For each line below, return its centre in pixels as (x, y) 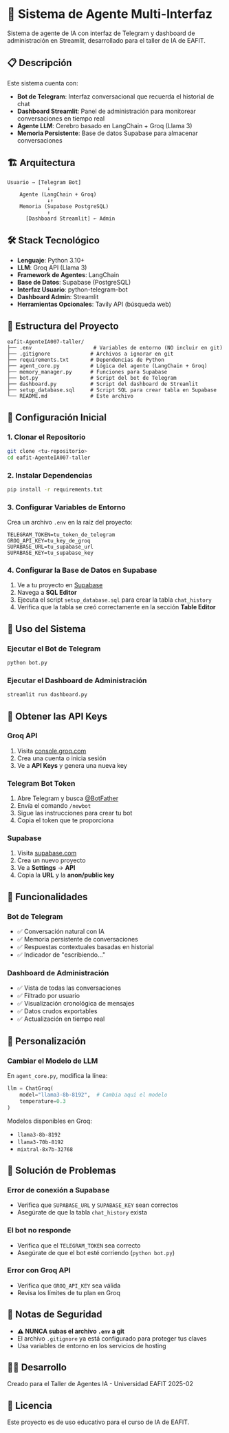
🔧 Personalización (46, 1041)
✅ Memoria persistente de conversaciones (78, 939)
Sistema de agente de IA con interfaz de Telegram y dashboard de (101, 33)
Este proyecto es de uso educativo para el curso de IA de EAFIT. (98, 1422)
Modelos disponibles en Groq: (50, 1121)
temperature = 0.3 (43, 1101)
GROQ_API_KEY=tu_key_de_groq (49, 541)
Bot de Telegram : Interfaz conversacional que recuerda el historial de (116, 96)
